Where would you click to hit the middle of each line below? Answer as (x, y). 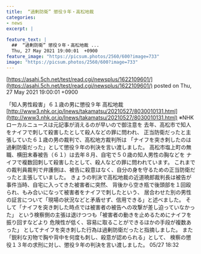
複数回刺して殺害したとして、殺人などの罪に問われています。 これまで (109, 162)
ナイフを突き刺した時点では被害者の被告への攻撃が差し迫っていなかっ (108, 207)
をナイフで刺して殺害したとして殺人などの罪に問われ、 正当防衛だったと (96, 132)
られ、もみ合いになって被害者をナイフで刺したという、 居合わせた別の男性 (99, 192)
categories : (21, 17)
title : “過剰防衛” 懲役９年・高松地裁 (50, 12)
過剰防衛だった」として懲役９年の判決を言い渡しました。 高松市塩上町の (96, 147)
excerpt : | (20, 29)
